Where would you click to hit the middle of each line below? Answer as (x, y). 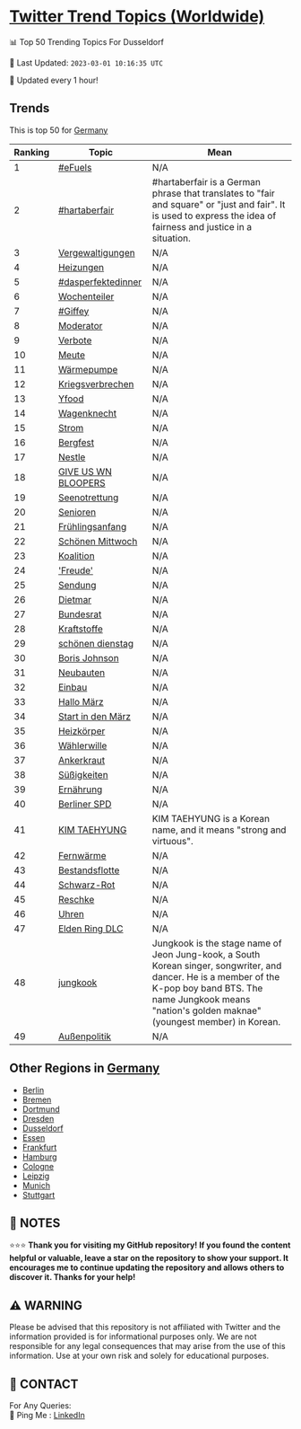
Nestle (72, 457)
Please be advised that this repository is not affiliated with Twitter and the (145, 1328)
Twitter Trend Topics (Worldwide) (137, 17)
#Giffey (73, 311)
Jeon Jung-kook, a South (206, 954)
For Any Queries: (40, 1406)
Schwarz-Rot (86, 885)
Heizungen (81, 267)
